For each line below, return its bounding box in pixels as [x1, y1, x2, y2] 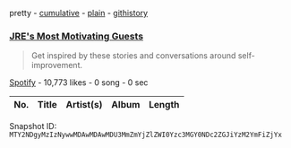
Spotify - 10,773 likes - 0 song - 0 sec [9, 77, 149, 88]
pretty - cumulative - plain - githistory [9, 8, 149, 18]
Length [149, 99, 180, 111]
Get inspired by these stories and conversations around [30, 50, 236, 61]
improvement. [30, 60, 83, 71]
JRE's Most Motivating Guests [9, 30, 144, 42]
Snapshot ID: [9, 121, 57, 132]
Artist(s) [65, 99, 103, 111]
